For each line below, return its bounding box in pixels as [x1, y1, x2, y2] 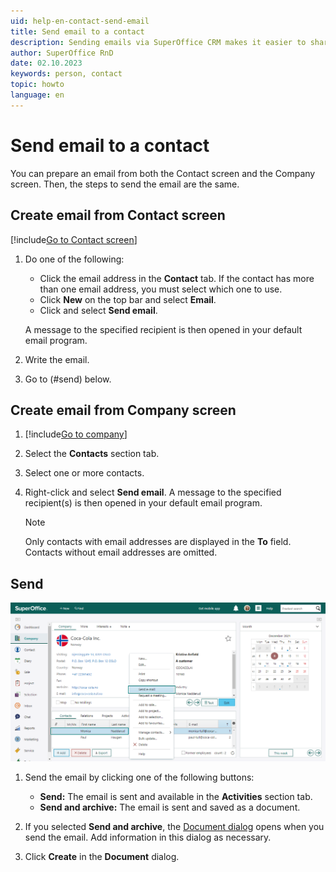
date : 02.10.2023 [10, 58, 83, 69]
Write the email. [24, 353, 90, 365]
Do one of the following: [24, 253, 125, 265]
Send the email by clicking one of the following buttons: [24, 771, 255, 783]
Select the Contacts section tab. [24, 448, 160, 460]
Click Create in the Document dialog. [24, 850, 180, 862]
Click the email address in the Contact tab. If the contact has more [39, 272, 315, 284]
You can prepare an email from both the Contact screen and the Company [10, 167, 316, 179]
